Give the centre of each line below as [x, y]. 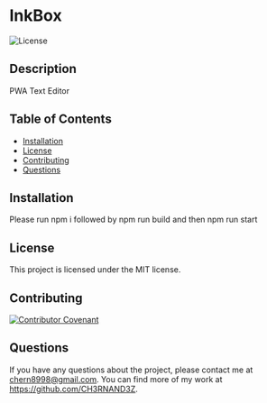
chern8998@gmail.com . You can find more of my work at [116, 379]
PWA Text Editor [40, 90]
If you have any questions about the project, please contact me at [131, 370]
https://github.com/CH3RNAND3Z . [74, 389]
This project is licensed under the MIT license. [95, 270]
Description [43, 69]
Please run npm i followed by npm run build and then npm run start [133, 220]
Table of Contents [61, 119]
